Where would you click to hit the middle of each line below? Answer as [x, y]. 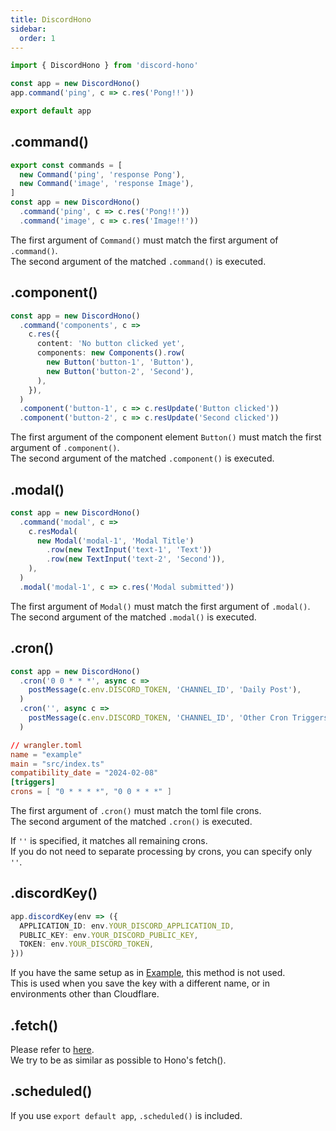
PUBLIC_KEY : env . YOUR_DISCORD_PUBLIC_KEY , [109, 935]
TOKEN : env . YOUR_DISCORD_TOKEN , [87, 944]
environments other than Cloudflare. [85, 994]
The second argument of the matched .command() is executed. [138, 261]
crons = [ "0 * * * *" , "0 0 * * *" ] [91, 792]
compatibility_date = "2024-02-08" [84, 773]
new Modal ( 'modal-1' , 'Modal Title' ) [115, 541]
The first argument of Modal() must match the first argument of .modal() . [160, 606]
